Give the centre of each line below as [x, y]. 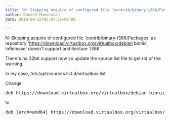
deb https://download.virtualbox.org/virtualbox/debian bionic [85, 93]
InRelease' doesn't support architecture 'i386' [53, 49]
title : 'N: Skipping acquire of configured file [57, 10]
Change [13, 83]
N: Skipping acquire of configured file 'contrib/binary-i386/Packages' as [80, 38]
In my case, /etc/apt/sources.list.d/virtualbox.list [56, 74]
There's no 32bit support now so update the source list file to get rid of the [83, 58]
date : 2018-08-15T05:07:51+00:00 [40, 19]
